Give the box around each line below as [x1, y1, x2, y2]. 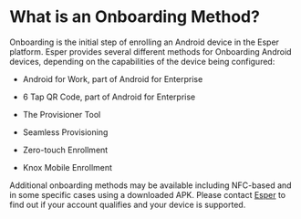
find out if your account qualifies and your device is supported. [9, 199, 246, 210]
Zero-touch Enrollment [22, 144, 109, 155]
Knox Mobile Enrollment [22, 162, 112, 172]
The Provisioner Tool [22, 109, 101, 120]
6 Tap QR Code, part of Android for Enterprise [22, 91, 196, 102]
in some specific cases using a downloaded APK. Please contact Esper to [9, 189, 286, 200]
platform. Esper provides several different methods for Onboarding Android [9, 46, 292, 57]
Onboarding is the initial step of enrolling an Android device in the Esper [9, 36, 280, 47]
